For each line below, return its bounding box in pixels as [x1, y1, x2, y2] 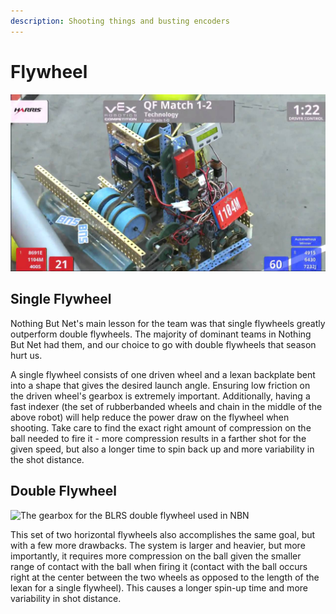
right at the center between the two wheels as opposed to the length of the [10, 571, 320, 583]
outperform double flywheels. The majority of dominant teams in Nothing [10, 328, 312, 340]
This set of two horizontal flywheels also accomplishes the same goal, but [10, 528, 316, 540]
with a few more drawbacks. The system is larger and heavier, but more [10, 539, 306, 551]
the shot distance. [10, 453, 85, 465]
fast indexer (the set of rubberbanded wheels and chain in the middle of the [10, 400, 323, 412]
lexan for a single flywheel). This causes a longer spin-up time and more [10, 581, 308, 594]
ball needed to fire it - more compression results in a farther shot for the [10, 432, 307, 444]
